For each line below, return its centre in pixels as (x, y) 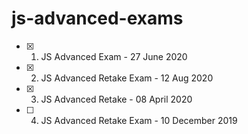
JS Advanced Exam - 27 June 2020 (114, 56)
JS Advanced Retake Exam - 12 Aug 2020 (127, 78)
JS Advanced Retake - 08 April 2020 (116, 99)
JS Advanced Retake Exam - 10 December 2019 (139, 120)
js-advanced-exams (97, 18)
